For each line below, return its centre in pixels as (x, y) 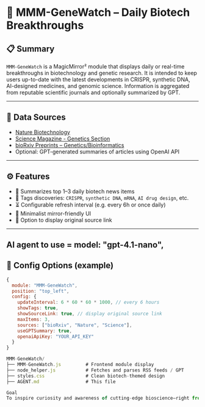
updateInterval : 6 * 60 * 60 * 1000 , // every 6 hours (88, 302)
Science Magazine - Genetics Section (63, 138)
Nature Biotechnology (42, 132)
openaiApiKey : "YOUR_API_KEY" (56, 336)
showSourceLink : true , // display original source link (90, 314)
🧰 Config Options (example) (60, 266)
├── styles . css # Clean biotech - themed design (86, 376)
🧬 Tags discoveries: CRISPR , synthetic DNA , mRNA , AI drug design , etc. (102, 197)
